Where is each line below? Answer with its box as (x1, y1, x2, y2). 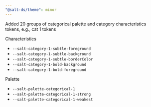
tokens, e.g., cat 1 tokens (5, 26, 56, 32)
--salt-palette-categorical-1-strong (12, 92, 91, 97)
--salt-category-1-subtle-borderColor (12, 56, 93, 62)
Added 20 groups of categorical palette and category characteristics (5, 21, 147, 27)
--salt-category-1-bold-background (12, 62, 87, 67)
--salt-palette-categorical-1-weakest (12, 97, 93, 102)
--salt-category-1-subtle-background (12, 52, 91, 56)
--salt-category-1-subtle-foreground (12, 46, 91, 51)
